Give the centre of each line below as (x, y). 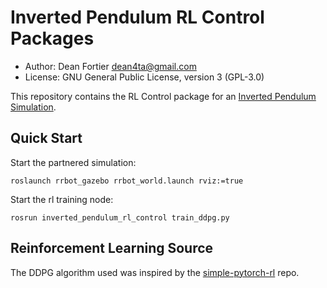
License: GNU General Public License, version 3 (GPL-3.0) (144, 77)
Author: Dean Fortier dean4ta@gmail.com (110, 66)
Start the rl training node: (62, 199)
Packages (52, 38)
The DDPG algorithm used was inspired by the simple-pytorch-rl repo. (155, 272)
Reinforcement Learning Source (112, 248)
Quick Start (46, 138)
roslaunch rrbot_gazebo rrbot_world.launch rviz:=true (127, 181)
